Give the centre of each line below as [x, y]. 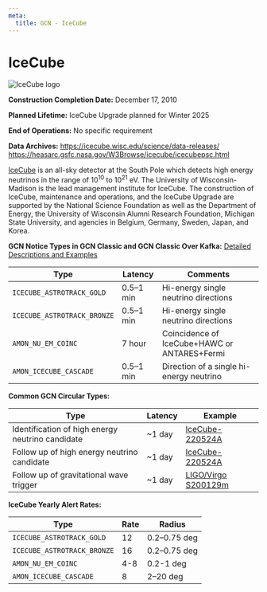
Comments [209, 274]
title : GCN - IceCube [51, 23]
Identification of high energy [65, 429]
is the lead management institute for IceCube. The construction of [146, 189]
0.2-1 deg [166, 564]
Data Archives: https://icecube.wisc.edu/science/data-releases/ [114, 146]
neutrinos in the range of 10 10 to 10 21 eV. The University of [103, 179]
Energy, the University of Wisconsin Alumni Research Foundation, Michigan [132, 214]
